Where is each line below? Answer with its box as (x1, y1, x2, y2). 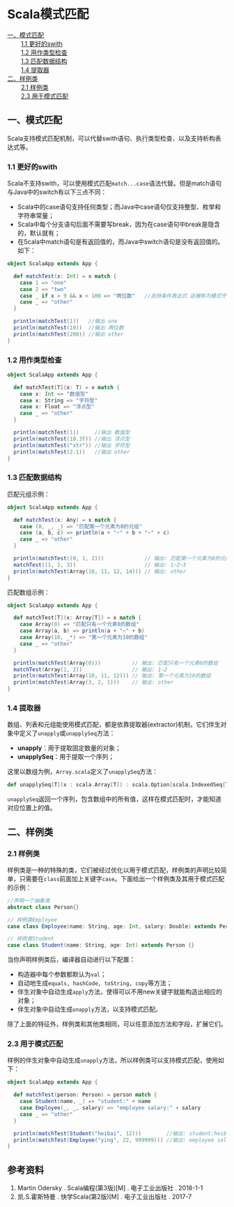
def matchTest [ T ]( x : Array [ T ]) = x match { (13, 615, 142, 622)
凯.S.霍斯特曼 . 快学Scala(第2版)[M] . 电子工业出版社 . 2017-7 (17, 1192, 192, 1201)
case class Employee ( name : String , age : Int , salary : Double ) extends (7, 922, 217, 930)
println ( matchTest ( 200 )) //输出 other (13, 331, 124, 338)
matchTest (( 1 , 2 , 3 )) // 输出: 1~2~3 (13, 561, 187, 569)
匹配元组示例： (7, 490, 50, 498)
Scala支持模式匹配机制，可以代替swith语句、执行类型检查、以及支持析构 (7, 134, 216, 142)
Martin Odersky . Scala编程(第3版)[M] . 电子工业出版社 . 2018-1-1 (17, 1184, 203, 1192)
